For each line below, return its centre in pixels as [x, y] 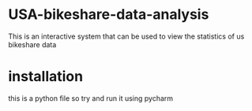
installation [46, 77]
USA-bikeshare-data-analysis [109, 15]
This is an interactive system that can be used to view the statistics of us [126, 36]
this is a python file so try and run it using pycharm [91, 98]
